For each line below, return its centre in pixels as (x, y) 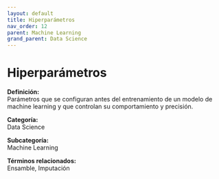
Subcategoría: (28, 141)
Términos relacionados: (42, 161)
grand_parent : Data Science (47, 39)
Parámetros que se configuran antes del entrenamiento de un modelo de (110, 99)
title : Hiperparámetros (41, 20)
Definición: (23, 92)
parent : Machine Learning (44, 33)
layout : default (30, 13)
